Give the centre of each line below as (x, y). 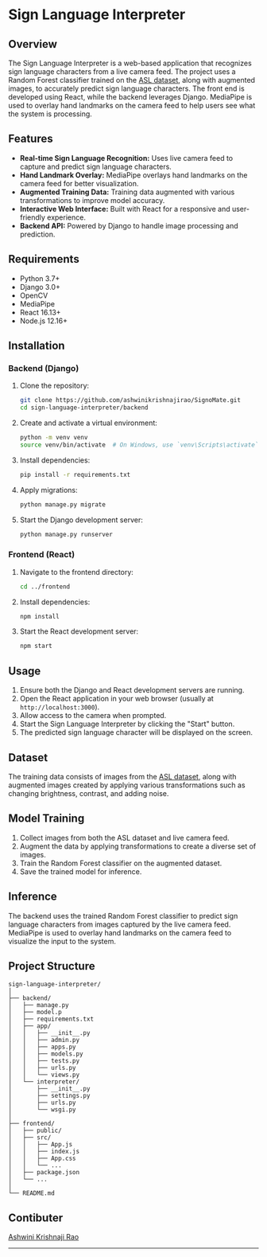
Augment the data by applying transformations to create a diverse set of (138, 846)
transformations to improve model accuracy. (92, 200)
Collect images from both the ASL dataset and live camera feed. (124, 837)
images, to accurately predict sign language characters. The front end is (126, 88)
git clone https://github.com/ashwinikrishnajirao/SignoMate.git (130, 400)
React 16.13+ (40, 312)
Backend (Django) (44, 368)
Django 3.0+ (40, 287)
